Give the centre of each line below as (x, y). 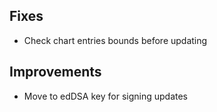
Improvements (55, 72)
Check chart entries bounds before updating (115, 40)
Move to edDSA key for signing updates (105, 96)
